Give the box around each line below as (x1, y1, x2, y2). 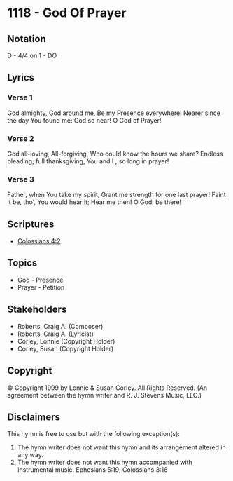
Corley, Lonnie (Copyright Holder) (17, 337, 115, 345)
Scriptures (7, 218, 55, 230)
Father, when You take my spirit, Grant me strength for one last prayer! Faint (7, 191, 226, 199)
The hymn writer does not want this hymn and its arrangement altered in (17, 443, 226, 452)
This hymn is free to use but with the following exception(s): (7, 430, 181, 438)
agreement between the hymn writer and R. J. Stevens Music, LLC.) (7, 391, 202, 399)
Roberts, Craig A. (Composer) (17, 322, 104, 330)
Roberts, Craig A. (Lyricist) (17, 330, 94, 338)
